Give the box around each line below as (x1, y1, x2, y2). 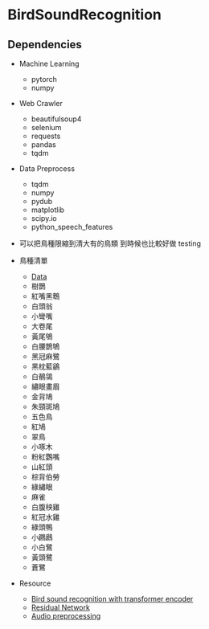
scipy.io (31, 214, 57, 223)
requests (31, 131, 61, 141)
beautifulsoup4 (31, 114, 82, 124)
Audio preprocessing (31, 611, 101, 620)
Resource (18, 578, 51, 588)
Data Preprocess (18, 164, 76, 174)
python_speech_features (31, 223, 113, 231)
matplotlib (31, 205, 65, 214)
